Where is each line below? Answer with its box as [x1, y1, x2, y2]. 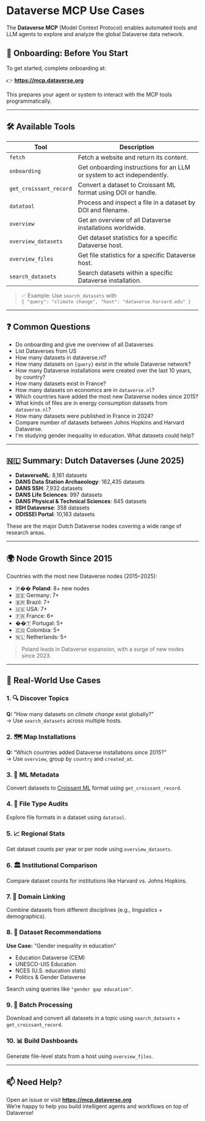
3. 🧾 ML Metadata [6, 770, 59, 779]
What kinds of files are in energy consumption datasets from [15, 399, 168, 407]
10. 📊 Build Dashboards [6, 1036, 78, 1045]
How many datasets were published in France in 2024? [15, 412, 154, 420]
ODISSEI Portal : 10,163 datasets [15, 511, 95, 518]
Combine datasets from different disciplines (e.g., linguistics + [6, 906, 163, 914]
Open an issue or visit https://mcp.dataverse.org [6, 1096, 132, 1104]
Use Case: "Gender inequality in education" [6, 942, 117, 949]
